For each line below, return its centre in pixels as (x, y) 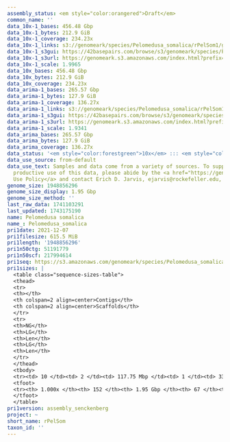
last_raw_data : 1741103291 (46, 205)
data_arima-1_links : (37, 109)
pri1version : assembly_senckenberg (58, 408)
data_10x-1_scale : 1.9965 (44, 64)
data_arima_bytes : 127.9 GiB (49, 141)
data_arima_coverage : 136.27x (50, 147)
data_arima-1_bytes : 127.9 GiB (52, 97)
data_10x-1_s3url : (33, 58)
